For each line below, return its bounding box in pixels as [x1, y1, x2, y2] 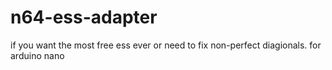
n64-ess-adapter [10, 6, 158, 29]
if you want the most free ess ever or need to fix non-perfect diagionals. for [10, 39, 322, 51]
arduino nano [10, 49, 65, 61]
